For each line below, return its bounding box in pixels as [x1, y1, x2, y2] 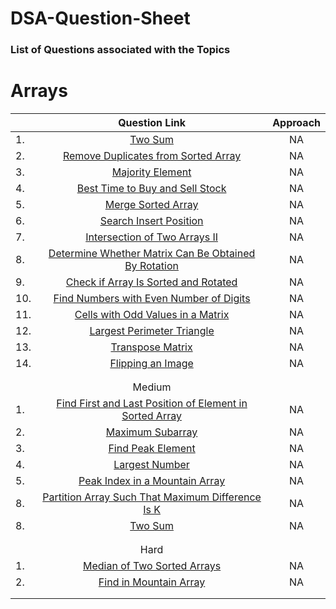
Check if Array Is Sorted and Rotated [65, 275, 238, 289]
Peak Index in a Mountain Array [78, 474, 226, 488]
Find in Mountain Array [98, 575, 206, 589]
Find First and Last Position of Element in [56, 397, 248, 411]
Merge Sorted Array [104, 198, 199, 212]
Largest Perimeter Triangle [89, 324, 215, 338]
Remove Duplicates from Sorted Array [62, 149, 242, 163]
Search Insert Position [99, 214, 204, 228]
